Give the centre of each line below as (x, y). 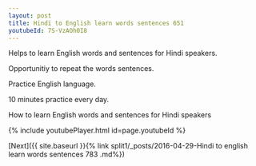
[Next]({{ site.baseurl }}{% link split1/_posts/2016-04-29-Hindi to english (128, 146)
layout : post (30, 16)
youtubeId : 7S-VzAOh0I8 (48, 30)
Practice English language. (52, 84)
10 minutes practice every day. (59, 100)
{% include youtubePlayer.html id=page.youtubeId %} (97, 130)
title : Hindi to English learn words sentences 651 (96, 23)
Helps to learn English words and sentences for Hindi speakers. (113, 53)
